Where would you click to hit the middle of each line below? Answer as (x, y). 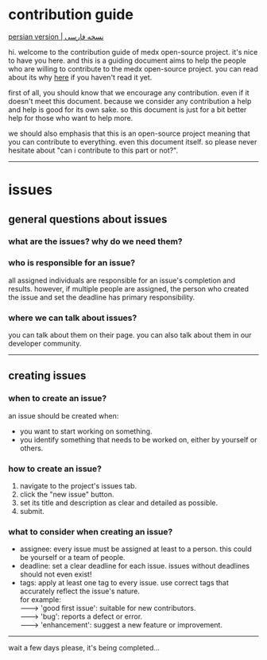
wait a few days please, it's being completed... (84, 648)
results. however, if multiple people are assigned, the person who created (128, 288)
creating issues (47, 376)
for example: (40, 600)
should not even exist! (56, 574)
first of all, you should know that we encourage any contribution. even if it (129, 92)
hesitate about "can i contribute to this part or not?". (93, 150)
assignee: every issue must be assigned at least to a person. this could (135, 549)
